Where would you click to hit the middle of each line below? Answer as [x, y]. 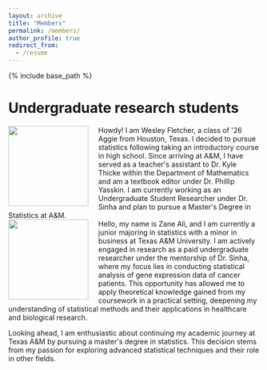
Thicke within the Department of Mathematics [174, 172]
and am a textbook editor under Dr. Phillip [167, 181]
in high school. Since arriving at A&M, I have [171, 155]
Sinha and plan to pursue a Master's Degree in [175, 207]
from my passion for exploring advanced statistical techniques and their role [134, 350]
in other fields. [32, 358]
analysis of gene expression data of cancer [170, 275]
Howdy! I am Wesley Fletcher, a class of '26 [170, 130]
